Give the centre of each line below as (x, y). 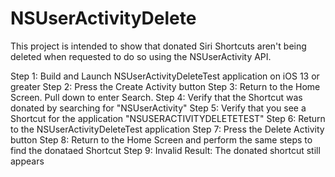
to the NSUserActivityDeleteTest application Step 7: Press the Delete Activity (167, 129)
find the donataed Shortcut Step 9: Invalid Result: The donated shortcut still (165, 150)
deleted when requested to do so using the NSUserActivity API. (141, 56)
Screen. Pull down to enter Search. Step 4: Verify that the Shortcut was (156, 97)
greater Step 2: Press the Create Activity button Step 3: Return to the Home (165, 86)
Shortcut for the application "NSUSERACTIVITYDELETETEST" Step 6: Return (168, 118)
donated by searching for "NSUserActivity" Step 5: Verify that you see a (158, 108)
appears (27, 161)
